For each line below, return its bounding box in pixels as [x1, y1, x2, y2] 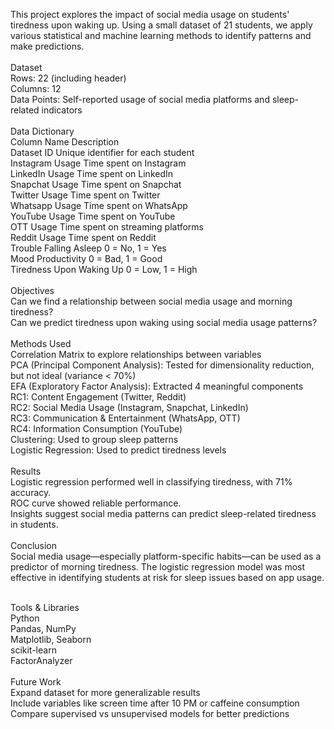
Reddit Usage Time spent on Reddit [10, 232, 157, 243]
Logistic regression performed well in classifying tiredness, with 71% [10, 476, 293, 488]
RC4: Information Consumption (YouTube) [10, 423, 183, 434]
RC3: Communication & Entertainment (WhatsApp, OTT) [10, 412, 241, 424]
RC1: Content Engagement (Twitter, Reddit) [10, 391, 187, 403]
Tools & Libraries [10, 602, 80, 613]
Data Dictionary [10, 125, 75, 137]
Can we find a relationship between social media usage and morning [10, 295, 293, 307]
